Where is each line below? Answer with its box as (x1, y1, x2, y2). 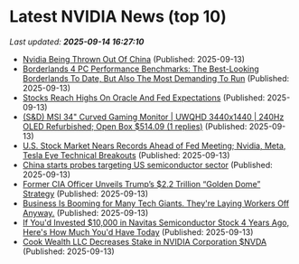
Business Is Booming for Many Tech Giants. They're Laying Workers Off (22, 197, 290, 209)
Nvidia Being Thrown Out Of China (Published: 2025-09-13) (22, 53, 246, 64)
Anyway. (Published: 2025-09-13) (22, 207, 149, 218)
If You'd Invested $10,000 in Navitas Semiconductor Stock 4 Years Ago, (22, 217, 290, 228)
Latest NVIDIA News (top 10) (9, 6, 228, 27)
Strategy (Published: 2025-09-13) (22, 188, 149, 199)
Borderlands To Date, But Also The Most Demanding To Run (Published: (22, 72, 290, 83)
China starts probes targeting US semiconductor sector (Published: (22, 159, 273, 170)
